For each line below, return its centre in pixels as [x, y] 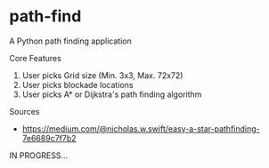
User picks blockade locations [77, 84]
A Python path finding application [70, 41]
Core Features [36, 58]
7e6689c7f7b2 [49, 138]
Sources [24, 111]
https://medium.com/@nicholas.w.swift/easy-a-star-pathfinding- [141, 128]
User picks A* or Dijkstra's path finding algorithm [112, 94]
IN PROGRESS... [39, 155]
